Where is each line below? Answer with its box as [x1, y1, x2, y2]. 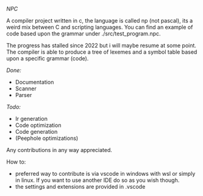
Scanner [15, 85, 37, 92]
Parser [15, 92, 32, 98]
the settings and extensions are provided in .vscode [15, 183, 146, 190]
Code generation [15, 128, 58, 135]
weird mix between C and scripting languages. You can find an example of [6, 24, 193, 31]
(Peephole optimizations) [15, 134, 79, 142]
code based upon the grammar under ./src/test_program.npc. [6, 30, 161, 37]
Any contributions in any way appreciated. [6, 147, 113, 153]
